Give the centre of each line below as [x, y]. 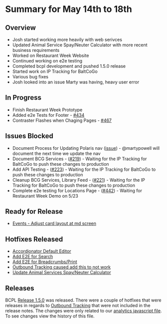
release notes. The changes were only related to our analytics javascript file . [83, 311]
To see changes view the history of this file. [50, 316]
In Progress [23, 98]
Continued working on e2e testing [47, 61]
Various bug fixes [30, 77]
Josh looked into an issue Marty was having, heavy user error [76, 82]
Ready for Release [34, 211]
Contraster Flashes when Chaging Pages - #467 [62, 120]
